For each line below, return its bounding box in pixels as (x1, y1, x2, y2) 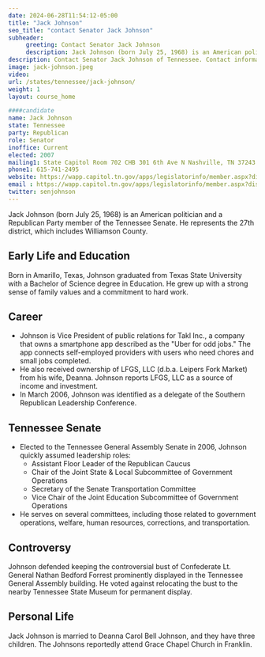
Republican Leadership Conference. (19, 398, 137, 408)
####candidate (8, 107, 55, 115)
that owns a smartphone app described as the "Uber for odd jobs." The (19, 340, 251, 349)
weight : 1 (8, 85, 41, 93)
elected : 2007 (8, 151, 55, 159)
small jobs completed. (19, 356, 91, 366)
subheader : (8, 33, 44, 42)
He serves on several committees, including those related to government (19, 510, 256, 519)
